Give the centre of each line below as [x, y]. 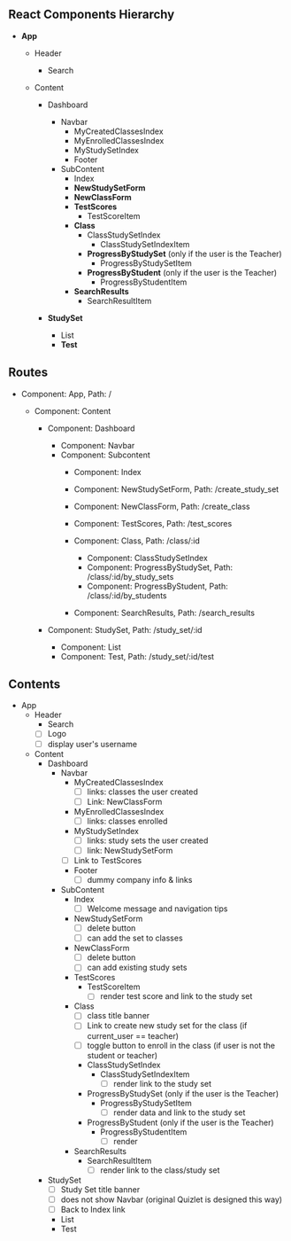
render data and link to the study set [180, 1112]
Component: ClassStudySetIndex [148, 558]
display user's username [92, 744]
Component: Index [108, 472]
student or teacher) [123, 1055]
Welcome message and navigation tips [157, 909]
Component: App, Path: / [66, 394]
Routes [28, 373]
